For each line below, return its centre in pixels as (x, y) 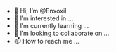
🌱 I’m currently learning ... (51, 26)
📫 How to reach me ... (46, 41)
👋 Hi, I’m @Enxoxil (40, 11)
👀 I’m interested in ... (44, 18)
